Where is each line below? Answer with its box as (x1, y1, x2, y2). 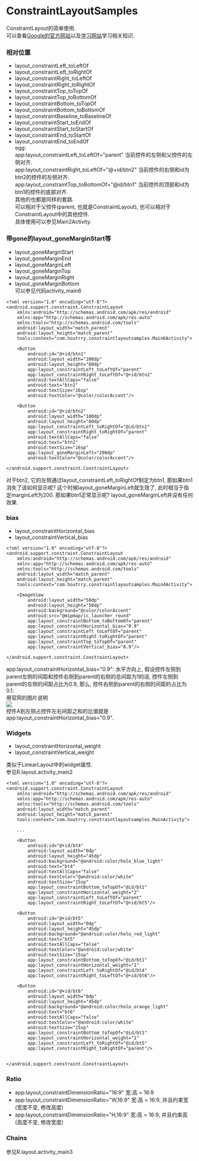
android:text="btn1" (27, 382, 78, 388)
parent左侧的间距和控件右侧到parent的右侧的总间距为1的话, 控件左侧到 (6, 673, 178, 680)
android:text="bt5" (27, 936, 76, 942)
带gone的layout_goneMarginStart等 (6, 235, 112, 243)
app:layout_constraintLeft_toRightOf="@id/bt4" (27, 967, 147, 974)
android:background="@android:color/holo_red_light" (27, 931, 161, 937)
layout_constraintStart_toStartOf (14, 125, 94, 132)
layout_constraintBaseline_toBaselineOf (14, 113, 112, 120)
